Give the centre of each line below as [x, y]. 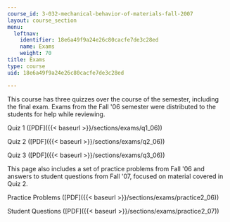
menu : [15, 27]
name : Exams [37, 47]
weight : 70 [36, 54]
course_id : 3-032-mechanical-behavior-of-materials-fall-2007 [100, 14]
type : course [26, 66]
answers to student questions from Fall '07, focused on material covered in [115, 176]
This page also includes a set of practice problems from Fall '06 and [106, 168]
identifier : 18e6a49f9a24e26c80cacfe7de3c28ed [89, 40]
